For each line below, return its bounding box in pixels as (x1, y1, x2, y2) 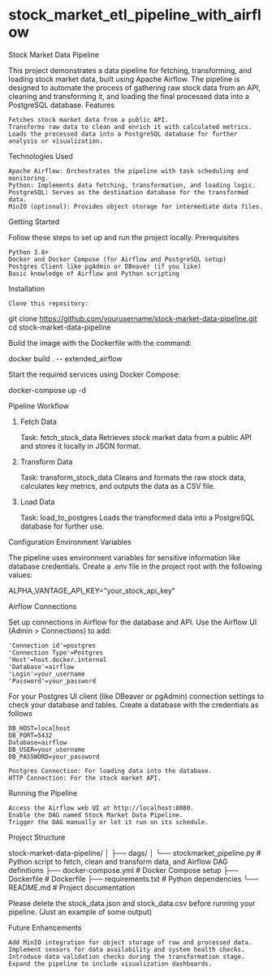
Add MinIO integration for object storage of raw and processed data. (8, 938, 253, 947)
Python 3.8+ (8, 248, 49, 257)
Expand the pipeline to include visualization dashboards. (8, 960, 213, 968)
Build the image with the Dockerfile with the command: (8, 338, 192, 348)
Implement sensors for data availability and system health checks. (8, 945, 245, 953)
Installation (8, 283, 45, 293)
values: (8, 570, 32, 580)
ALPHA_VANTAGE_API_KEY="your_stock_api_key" (8, 585, 176, 595)
